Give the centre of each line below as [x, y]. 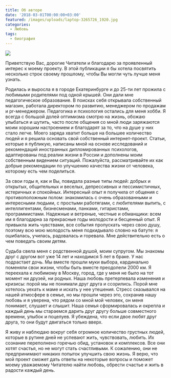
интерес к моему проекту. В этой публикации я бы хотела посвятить [81, 68]
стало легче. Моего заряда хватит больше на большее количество [79, 133]
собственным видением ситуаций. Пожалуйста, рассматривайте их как [84, 160]
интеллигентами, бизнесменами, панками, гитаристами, [67, 208]
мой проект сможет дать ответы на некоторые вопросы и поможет [79, 359]
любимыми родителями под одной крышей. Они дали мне [70, 94]
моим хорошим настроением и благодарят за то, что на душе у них [79, 127]
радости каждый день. [30, 370]
